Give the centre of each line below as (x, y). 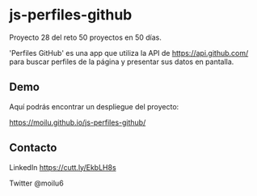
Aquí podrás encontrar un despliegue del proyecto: (94, 106)
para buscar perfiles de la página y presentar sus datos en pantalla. (122, 62)
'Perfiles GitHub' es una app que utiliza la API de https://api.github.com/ (129, 53)
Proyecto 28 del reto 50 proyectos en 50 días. (86, 37)
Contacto (33, 148)
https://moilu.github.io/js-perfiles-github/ (78, 122)
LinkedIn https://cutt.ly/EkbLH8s (63, 167)
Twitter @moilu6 (36, 183)
